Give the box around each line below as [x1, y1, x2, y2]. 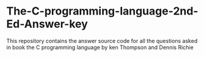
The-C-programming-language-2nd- [6, 4, 199, 18]
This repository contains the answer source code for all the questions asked [6, 37, 198, 44]
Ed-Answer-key [6, 17, 89, 31]
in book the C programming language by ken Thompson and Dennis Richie [6, 44, 194, 51]
